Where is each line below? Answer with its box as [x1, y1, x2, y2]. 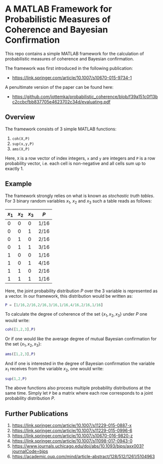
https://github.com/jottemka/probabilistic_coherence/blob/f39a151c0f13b [12, 94, 158, 100]
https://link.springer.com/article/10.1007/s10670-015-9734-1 [12, 75, 132, 81]
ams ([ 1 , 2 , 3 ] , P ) [5, 351, 36, 357]
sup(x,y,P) [12, 141, 34, 146]
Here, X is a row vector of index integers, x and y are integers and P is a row [5, 155, 155, 161]
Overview [5, 113, 35, 121]
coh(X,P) [12, 136, 30, 141]
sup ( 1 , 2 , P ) [5, 376, 27, 381]
